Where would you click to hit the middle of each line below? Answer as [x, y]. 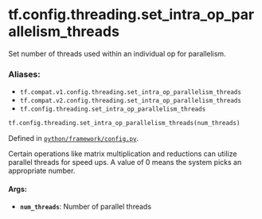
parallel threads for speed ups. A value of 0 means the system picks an [125, 162]
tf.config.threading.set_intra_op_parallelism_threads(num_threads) [124, 123]
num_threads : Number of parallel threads [86, 207]
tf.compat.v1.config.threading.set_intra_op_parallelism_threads [130, 92]
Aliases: [25, 74]
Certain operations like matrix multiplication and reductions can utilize [123, 154]
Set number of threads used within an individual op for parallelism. [117, 53]
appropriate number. [42, 171]
